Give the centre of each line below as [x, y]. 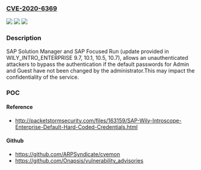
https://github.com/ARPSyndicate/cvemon [68, 154]
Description [24, 38]
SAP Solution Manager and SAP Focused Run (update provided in [88, 51]
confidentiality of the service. [43, 77]
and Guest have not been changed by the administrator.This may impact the [101, 70]
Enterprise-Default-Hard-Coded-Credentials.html [76, 127]
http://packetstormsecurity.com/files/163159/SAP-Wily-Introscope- [98, 120]
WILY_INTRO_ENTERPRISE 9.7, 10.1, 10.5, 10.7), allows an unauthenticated [97, 57]
